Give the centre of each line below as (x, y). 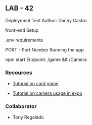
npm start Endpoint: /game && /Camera (46, 59)
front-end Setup (22, 30)
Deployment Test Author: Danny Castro (46, 20)
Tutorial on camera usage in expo (47, 93)
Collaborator (21, 106)
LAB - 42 (19, 8)
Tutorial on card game (35, 84)
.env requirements (24, 40)
